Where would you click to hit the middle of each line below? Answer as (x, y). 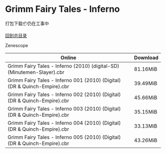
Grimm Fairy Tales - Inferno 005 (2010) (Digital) (64, 137)
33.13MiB (146, 126)
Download (146, 57)
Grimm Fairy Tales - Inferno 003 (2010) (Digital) (64, 108)
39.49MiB (146, 83)
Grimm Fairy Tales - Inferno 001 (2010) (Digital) (64, 80)
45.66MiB (146, 98)
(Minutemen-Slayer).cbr (36, 72)
